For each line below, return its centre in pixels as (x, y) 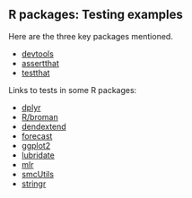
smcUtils (38, 174)
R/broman (40, 116)
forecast (37, 136)
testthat (35, 73)
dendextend (44, 126)
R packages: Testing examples (96, 15)
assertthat (40, 63)
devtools (38, 54)
